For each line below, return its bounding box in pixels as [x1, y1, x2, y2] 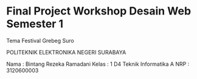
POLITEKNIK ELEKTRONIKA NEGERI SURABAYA [6, 48, 126, 55]
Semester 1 [6, 17, 64, 31]
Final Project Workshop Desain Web [6, 4, 192, 18]
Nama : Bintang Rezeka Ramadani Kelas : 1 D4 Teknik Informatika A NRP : [6, 60, 190, 68]
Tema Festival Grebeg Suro [6, 37, 74, 44]
